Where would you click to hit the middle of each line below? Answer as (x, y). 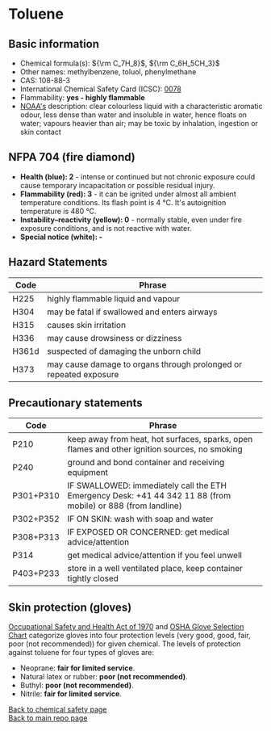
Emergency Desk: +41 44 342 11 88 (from (149, 496)
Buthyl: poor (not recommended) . (77, 685)
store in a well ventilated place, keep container (155, 569)
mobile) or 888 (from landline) (125, 506)
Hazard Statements (58, 262)
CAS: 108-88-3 (45, 80)
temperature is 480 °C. (58, 211)
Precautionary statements (75, 403)
